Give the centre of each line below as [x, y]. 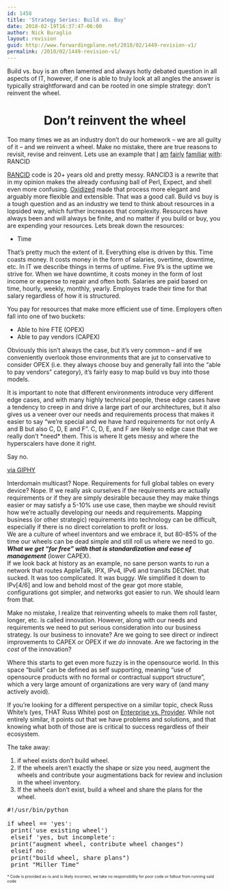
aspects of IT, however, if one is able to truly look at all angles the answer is [113, 78]
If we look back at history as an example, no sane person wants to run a [108, 563]
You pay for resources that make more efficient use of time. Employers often [114, 309]
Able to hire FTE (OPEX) [51, 329]
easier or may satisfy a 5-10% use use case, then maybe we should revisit [111, 505]
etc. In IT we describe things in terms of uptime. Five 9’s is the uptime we [110, 266]
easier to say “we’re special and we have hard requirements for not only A [111, 421]
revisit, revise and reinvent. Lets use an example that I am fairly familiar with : [114, 154]
